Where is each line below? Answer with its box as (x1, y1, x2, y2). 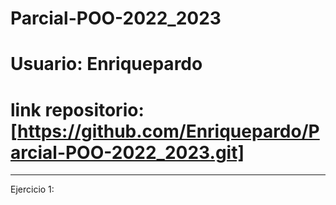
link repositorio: (10, 98, 145, 121)
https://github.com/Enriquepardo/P (17, 120, 320, 142)
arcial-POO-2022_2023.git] (10, 141, 245, 164)
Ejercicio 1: (10, 183, 55, 196)
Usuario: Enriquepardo (10, 53, 203, 76)
